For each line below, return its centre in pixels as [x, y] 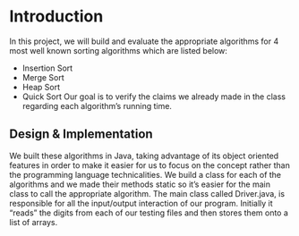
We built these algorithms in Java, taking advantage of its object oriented [144, 156]
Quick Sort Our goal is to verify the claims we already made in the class [154, 97]
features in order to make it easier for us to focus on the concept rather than [150, 165]
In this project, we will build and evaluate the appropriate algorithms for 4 [144, 41]
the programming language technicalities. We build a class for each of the [145, 174]
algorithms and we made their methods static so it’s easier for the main [140, 184]
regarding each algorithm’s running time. [97, 105]
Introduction [56, 17]
